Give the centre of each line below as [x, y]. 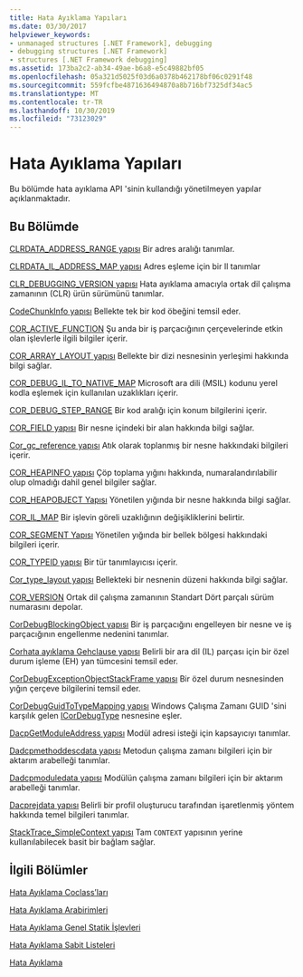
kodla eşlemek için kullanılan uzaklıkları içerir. [94, 392]
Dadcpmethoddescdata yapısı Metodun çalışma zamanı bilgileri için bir [141, 750]
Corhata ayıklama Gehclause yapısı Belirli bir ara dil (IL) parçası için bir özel [149, 651]
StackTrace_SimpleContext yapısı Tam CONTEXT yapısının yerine [126, 832]
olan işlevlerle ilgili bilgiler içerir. [69, 338]
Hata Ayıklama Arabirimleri [59, 909]
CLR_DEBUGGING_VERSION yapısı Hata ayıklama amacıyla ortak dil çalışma [150, 284]
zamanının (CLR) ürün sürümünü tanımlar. [87, 293]
